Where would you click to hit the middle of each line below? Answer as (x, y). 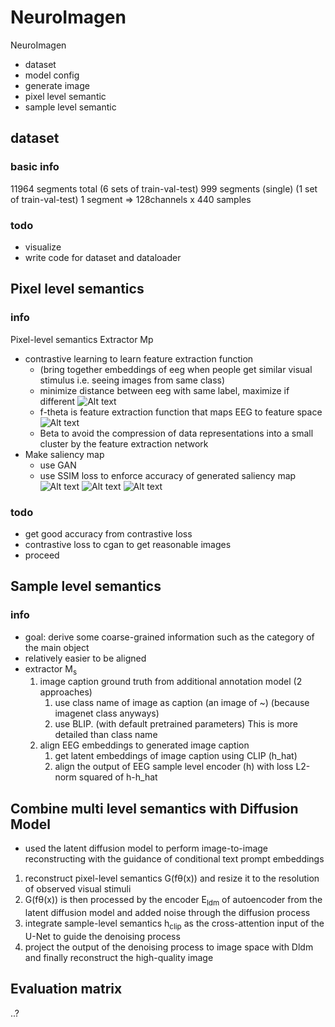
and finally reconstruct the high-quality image (119, 957)
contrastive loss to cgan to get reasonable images (128, 544)
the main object (57, 647)
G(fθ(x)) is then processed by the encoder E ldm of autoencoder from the (173, 901)
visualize (43, 247)
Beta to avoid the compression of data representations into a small (176, 433)
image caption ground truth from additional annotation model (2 (171, 682)
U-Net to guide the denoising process (102, 936)
